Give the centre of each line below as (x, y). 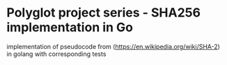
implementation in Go (70, 27)
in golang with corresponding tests (56, 54)
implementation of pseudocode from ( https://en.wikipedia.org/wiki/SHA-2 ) (113, 46)
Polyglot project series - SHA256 (104, 13)
